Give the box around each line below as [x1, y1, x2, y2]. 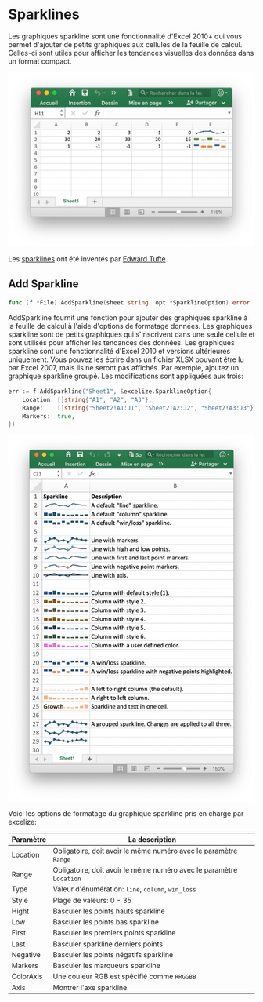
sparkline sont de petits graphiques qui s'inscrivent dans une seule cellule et [8, 330, 255, 339]
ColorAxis [11, 971, 43, 982]
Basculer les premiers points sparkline [52, 928, 176, 938]
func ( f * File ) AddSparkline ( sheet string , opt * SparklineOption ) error [8, 299, 250, 307]
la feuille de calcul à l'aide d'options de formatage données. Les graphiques [8, 321, 253, 330]
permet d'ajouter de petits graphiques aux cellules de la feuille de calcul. [8, 39, 243, 49]
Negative [11, 949, 41, 959]
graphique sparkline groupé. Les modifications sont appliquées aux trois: [8, 371, 244, 381]
